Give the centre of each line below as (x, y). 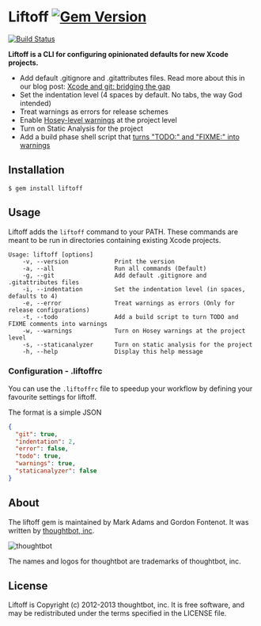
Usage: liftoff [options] (51, 254)
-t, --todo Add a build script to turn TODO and (130, 317)
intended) (35, 103)
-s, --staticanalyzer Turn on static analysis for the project (138, 344)
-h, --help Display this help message (113, 351)
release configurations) (49, 310)
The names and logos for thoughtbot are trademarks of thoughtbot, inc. (125, 561)
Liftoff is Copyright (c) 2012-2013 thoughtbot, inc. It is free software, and (127, 605)
